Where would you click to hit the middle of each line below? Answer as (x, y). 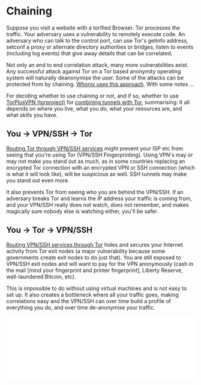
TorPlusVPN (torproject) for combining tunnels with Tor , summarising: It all (98, 102)
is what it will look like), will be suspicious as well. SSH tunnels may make (97, 174)
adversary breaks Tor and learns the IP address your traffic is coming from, (99, 198)
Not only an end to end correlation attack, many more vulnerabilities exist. (97, 65)
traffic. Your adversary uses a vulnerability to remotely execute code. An (96, 34)
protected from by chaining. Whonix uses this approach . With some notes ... (100, 84)
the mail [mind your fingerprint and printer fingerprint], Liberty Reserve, (94, 270)
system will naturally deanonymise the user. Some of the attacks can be (95, 78)
